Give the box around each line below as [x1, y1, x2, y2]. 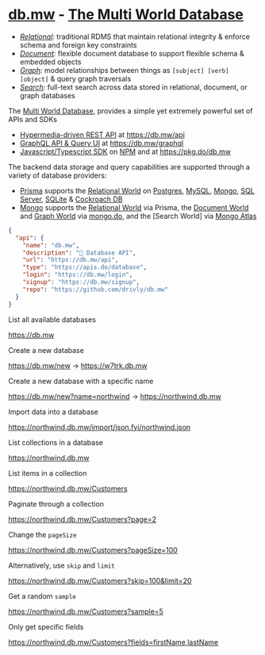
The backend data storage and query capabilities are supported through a [8, 162, 250, 171]
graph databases [19, 90, 75, 100]
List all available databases [8, 315, 97, 324]
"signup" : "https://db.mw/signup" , [22, 278, 140, 286]
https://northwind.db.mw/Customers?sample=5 [8, 607, 164, 616]
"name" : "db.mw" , [22, 241, 80, 249]
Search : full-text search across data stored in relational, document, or [19, 82, 248, 92]
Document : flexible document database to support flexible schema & [19, 48, 244, 58]
